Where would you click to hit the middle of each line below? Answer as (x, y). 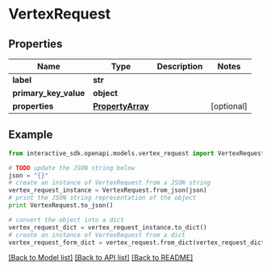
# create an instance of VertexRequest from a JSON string (110, 183)
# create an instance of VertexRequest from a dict (97, 235)
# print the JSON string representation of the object (102, 198)
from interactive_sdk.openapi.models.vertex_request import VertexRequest (137, 153)
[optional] (229, 106)
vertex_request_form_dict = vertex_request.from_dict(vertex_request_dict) (138, 243)
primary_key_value (49, 93)
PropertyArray (121, 106)
